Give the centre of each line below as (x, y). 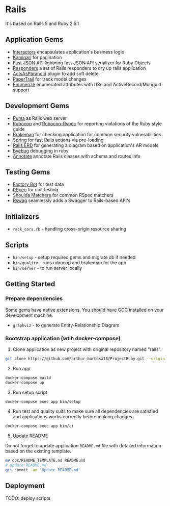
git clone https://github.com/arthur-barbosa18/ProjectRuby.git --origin (85, 359)
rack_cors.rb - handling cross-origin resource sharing (69, 229)
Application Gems (34, 40)
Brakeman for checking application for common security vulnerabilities (87, 134)
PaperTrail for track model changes (49, 79)
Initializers (22, 217)
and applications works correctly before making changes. (73, 417)
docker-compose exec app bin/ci (39, 426)
